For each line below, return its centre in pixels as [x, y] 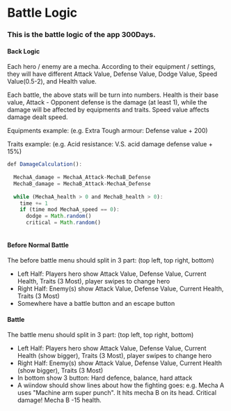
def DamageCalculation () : [45, 164]
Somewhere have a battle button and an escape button [96, 304]
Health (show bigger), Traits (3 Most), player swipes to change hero [114, 356]
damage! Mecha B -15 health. [59, 400]
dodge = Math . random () [58, 216]
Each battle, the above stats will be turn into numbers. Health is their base [113, 95]
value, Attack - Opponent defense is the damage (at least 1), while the [107, 102]
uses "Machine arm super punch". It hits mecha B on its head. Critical [117, 393]
